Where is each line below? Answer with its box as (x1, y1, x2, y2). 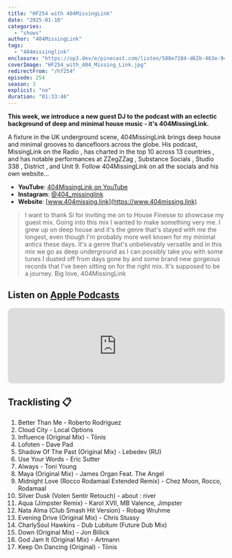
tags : (8, 42, 23, 49)
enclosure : (8, 55, 39, 62)
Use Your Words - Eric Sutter (17, 455, 101, 463)
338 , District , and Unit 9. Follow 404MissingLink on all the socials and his (8, 163, 219, 170)
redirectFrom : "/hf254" (8, 68, 76, 74)
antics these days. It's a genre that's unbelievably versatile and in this (24, 240, 222, 248)
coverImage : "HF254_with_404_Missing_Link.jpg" (8, 61, 147, 68)
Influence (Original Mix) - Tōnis (17, 433, 106, 441)
